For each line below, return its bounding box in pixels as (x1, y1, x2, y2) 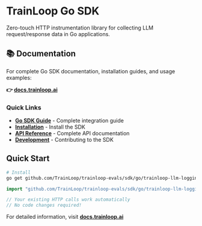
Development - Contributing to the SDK (14, 136, 114, 144)
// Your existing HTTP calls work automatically (6, 197, 130, 203)
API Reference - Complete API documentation (14, 130, 130, 137)
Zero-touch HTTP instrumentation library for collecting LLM (6, 24, 154, 31)
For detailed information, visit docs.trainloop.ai (6, 213, 124, 221)
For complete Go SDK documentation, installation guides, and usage (6, 67, 176, 75)
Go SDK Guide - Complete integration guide (14, 117, 124, 124)
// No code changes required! (6, 203, 82, 209)
